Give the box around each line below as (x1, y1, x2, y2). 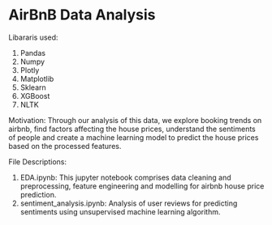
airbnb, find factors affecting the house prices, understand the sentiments (8, 124, 256, 134)
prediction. (19, 189, 57, 199)
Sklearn (19, 83, 46, 92)
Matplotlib (19, 74, 54, 83)
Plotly (19, 65, 40, 74)
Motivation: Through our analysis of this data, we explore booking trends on (8, 115, 262, 125)
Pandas (19, 48, 46, 57)
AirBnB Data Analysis (8, 6, 156, 24)
